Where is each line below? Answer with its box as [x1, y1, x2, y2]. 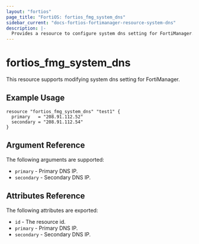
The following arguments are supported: [6, 156, 105, 163]
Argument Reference [6, 140, 85, 150]
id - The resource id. [14, 218, 66, 225]
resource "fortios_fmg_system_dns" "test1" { [6, 108, 120, 114]
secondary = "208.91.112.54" [11, 119, 84, 125]
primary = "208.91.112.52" [11, 114, 84, 120]
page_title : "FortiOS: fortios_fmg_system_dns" [6, 14, 126, 20]
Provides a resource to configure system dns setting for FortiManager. [11, 31, 195, 37]
